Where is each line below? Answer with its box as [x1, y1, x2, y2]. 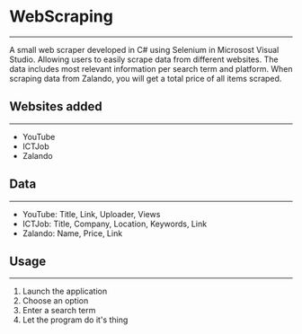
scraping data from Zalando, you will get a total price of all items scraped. [9, 73, 282, 83]
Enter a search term [22, 305, 96, 316]
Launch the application [22, 286, 108, 297]
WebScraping [9, 6, 114, 27]
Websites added [9, 99, 103, 114]
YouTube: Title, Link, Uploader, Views [22, 208, 161, 219]
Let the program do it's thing [22, 314, 129, 325]
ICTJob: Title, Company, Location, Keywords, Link [22, 218, 208, 229]
